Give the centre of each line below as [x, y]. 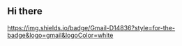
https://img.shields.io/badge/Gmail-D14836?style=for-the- [91, 27]
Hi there [25, 11]
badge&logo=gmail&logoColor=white [60, 35]
